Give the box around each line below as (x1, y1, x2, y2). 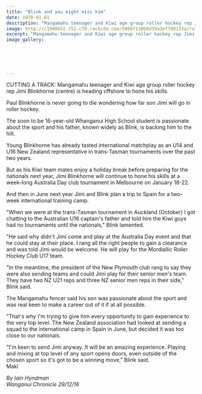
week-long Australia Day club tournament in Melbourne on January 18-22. (6, 179, 190, 186)
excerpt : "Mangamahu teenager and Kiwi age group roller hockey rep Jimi (6, 31, 195, 37)
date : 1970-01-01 (6, 14, 50, 20)
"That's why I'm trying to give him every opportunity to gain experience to (6, 313, 189, 320)
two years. (6, 155, 32, 162)
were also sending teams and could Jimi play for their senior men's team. (6, 270, 188, 277)
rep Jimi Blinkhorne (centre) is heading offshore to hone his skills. (6, 88, 169, 95)
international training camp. (20, 197, 89, 205)
